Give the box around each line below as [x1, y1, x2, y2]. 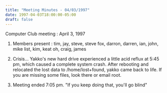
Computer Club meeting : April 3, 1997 [5, 31, 86, 37]
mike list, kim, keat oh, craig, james [12, 46, 87, 52]
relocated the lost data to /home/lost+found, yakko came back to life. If [12, 67, 162, 73]
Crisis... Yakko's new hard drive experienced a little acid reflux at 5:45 [12, 56, 159, 62]
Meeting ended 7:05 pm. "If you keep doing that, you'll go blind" [12, 82, 148, 88]
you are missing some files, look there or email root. [12, 72, 122, 78]
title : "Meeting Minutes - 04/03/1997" [5, 7, 90, 13]
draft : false [5, 17, 33, 22]
